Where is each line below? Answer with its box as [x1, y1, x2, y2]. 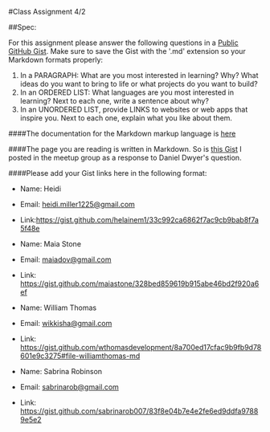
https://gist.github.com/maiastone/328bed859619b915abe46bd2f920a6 [19, 279, 260, 288]
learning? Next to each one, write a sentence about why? [19, 96, 209, 105]
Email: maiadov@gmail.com [19, 255, 112, 264]
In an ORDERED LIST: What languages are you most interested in [19, 88, 235, 97]
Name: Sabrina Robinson [19, 367, 103, 376]
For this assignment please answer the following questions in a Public [8, 38, 239, 47]
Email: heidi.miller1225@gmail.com [19, 200, 135, 209]
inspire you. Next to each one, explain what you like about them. [19, 113, 233, 123]
